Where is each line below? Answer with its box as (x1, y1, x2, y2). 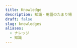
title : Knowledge (5, 7, 42, 12)
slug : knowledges (5, 21, 42, 26)
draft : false (5, 16, 33, 21)
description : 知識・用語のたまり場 (5, 12, 72, 17)
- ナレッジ (10, 30, 30, 35)
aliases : (5, 26, 24, 31)
